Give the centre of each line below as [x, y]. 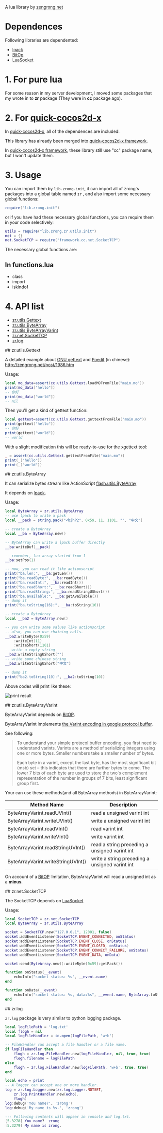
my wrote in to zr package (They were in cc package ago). [64, 98]
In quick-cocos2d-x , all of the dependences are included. [62, 131]
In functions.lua [29, 265]
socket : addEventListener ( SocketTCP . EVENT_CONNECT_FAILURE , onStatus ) [77, 950]
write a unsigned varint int [121, 821]
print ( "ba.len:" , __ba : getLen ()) [39, 574]
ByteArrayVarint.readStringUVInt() [47, 847]
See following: [19, 733]
